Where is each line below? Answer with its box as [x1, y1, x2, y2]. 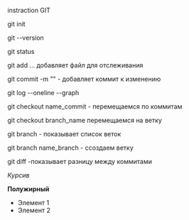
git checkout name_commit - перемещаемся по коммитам [7, 102, 183, 111]
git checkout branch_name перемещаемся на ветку [7, 116, 162, 124]
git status [7, 48, 35, 55]
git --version [7, 33, 44, 42]
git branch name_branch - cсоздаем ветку [7, 143, 134, 152]
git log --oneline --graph [7, 89, 80, 97]
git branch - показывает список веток [7, 130, 121, 138]
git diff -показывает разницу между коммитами [7, 158, 153, 165]
